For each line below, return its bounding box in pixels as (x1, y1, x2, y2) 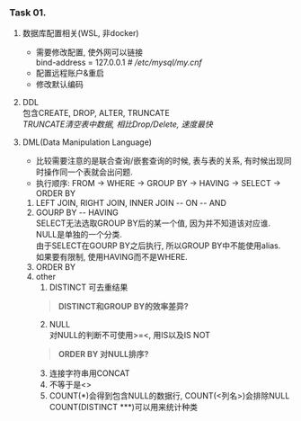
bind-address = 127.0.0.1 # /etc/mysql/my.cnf (35, 57, 202, 68)
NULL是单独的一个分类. (35, 229, 123, 240)
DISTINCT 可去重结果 (49, 282, 128, 293)
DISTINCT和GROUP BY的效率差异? (58, 301, 189, 312)
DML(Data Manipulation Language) (22, 137, 153, 148)
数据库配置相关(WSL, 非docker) (22, 28, 139, 39)
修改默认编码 (35, 79, 84, 90)
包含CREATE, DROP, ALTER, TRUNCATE (22, 108, 171, 119)
